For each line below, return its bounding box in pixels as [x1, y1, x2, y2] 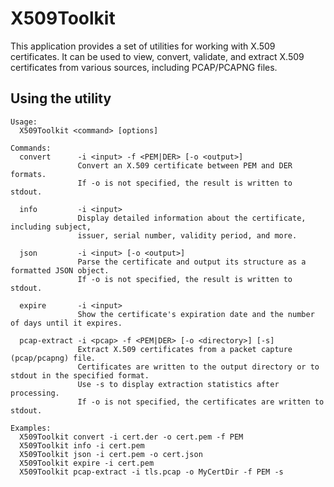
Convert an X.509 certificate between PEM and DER [77, 160, 293, 171]
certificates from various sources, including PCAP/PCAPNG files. [10, 61, 278, 73]
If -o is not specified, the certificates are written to [77, 397, 325, 407]
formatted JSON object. [10, 265, 110, 276]
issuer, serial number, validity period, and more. [77, 230, 298, 241]
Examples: [10, 423, 52, 433]
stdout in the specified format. [10, 370, 150, 381]
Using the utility [10, 90, 112, 107]
